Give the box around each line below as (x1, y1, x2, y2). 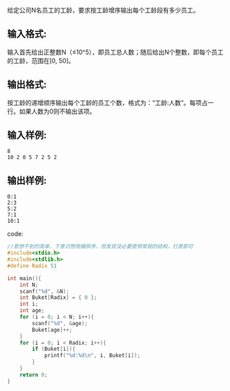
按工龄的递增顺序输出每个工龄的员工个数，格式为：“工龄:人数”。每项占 (7, 98, 209, 107)
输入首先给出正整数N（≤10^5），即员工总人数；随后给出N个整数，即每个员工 (7, 48, 224, 56)
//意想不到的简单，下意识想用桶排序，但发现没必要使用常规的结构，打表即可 (7, 243, 193, 251)
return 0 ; (19, 371, 48, 379)
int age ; (19, 307, 45, 314)
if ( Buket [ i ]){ (32, 345, 76, 353)
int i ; (19, 300, 39, 308)
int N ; (19, 281, 39, 289)
